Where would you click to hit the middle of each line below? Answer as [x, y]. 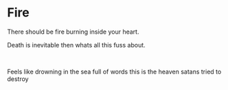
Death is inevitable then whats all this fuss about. [76, 45]
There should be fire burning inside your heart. [73, 32]
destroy [18, 79]
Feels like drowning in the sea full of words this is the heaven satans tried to [114, 71]
